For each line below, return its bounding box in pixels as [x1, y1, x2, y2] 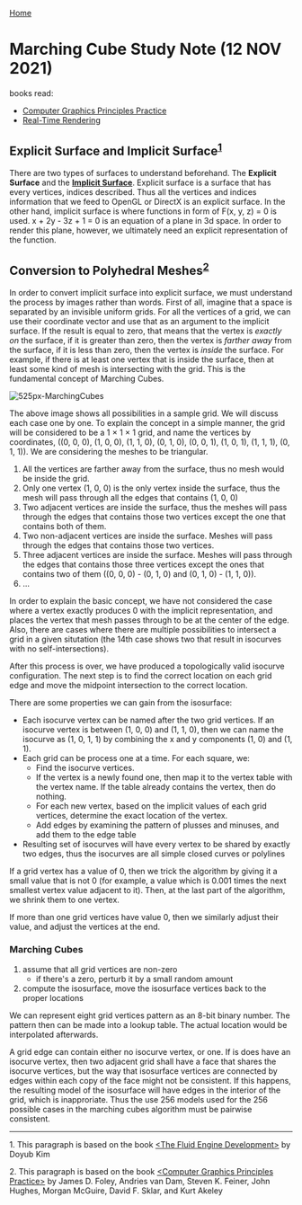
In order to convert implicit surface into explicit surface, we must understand [9, 287, 293, 297]
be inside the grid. [22, 473, 90, 483]
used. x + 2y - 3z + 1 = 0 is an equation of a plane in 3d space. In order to [9, 215, 281, 226]
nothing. [35, 791, 67, 802]
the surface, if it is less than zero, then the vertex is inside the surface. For [9, 344, 285, 355]
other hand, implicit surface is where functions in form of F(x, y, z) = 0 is [9, 206, 277, 217]
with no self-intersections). [9, 642, 110, 654]
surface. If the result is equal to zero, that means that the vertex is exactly [9, 325, 282, 336]
